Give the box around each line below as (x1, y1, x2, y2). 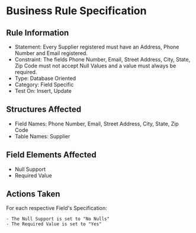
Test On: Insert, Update (14, 88, 72, 94)
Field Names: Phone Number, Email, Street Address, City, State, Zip (14, 120, 179, 127)
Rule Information (6, 28, 69, 38)
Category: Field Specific (14, 81, 74, 88)
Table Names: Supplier (14, 132, 70, 140)
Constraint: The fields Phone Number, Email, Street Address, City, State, (14, 56, 191, 63)
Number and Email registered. (14, 50, 88, 57)
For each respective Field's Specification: (6, 205, 108, 212)
